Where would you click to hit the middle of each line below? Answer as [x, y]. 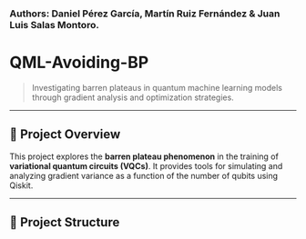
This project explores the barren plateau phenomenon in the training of [144, 156]
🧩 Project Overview [65, 134]
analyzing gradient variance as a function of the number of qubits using [144, 175]
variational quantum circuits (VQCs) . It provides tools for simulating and [146, 165]
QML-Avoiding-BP [79, 63]
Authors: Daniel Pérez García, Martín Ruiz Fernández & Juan [145, 14]
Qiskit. [21, 185]
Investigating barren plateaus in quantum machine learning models [157, 87]
